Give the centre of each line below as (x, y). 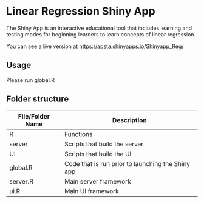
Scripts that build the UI (98, 154)
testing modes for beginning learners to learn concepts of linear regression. (101, 34)
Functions (79, 134)
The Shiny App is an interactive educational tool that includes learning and (99, 28)
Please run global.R (31, 80)
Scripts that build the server (104, 144)
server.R (21, 181)
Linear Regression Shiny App (81, 11)
